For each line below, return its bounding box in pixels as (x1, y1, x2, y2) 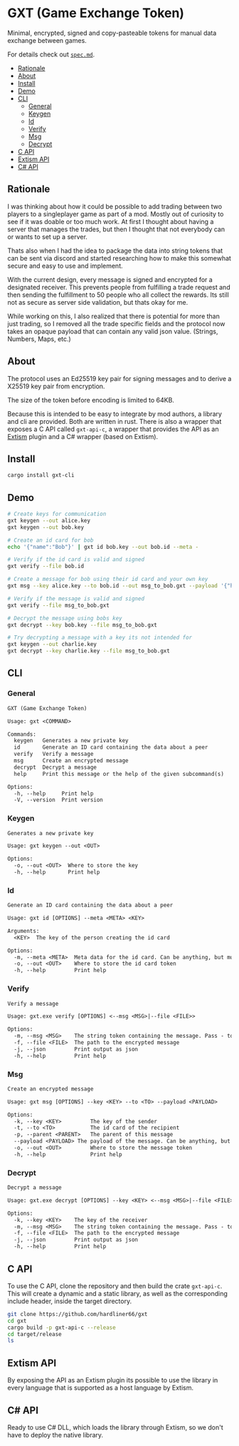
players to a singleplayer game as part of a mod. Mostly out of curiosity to (7, 209, 224, 218)
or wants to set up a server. (7, 232, 87, 241)
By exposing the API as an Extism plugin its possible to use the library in (7, 1376, 218, 1385)
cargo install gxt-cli (7, 472, 75, 479)
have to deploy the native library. (7, 1430, 104, 1439)
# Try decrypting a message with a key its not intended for (7, 634, 193, 642)
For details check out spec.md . (7, 50, 95, 59)
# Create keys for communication (7, 510, 107, 518)
